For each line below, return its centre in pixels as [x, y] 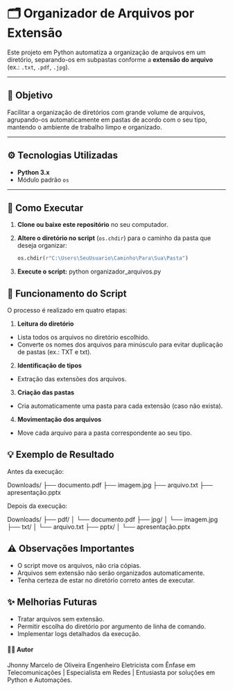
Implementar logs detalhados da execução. [79, 633]
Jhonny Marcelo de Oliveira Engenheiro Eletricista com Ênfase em [102, 665]
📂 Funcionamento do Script [67, 293]
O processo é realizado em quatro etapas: [67, 310]
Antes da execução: [36, 471]
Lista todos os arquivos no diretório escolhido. [83, 337]
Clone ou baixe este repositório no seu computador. [93, 225]
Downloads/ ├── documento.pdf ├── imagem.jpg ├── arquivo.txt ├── [110, 485]
